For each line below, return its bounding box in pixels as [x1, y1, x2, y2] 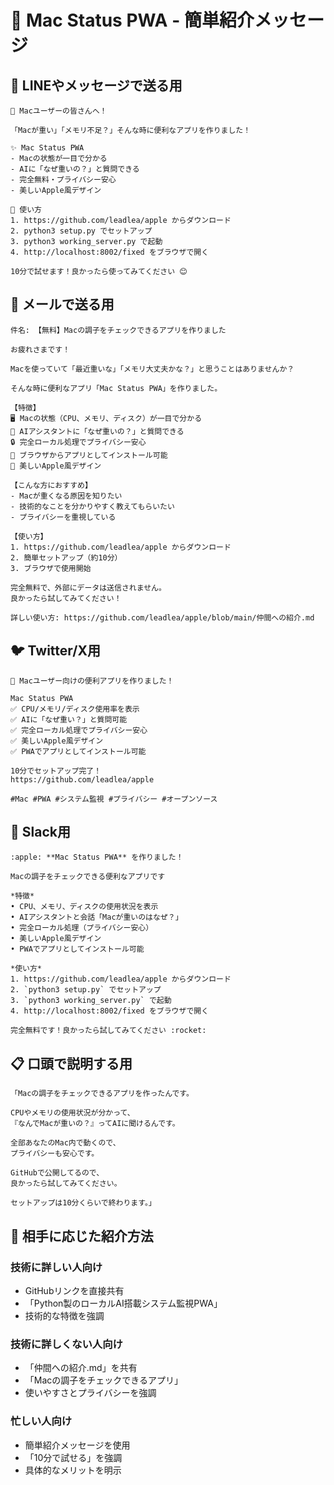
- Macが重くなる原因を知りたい [10, 491, 123, 501]
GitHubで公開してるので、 [10, 1168, 105, 1178]
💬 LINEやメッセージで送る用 [10, 77, 183, 94]
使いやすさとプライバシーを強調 [24, 1387, 157, 1399]
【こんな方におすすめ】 [10, 480, 93, 490]
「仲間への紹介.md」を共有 [24, 1362, 138, 1374]
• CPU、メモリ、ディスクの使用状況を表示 [10, 902, 159, 912]
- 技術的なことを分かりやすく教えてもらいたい [10, 501, 175, 511]
